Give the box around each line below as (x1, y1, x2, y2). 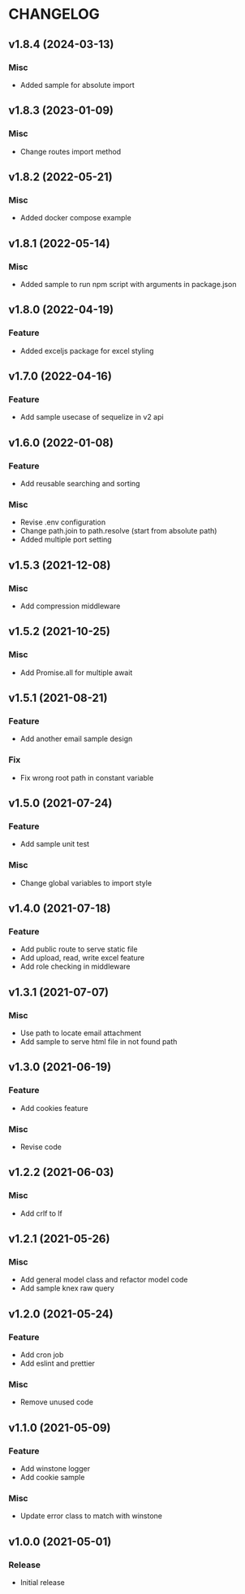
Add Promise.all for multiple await (19, 668, 133, 677)
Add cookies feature (19, 1103, 88, 1113)
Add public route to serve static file (19, 944, 138, 954)
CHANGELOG (8, 5, 100, 24)
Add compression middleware (19, 601, 121, 611)
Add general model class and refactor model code (19, 1274, 188, 1285)
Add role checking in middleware (19, 961, 131, 972)
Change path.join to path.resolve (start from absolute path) (19, 526, 217, 536)
